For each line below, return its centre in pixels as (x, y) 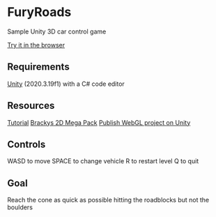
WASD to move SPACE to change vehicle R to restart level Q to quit (103, 161)
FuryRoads (39, 12)
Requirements (38, 67)
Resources (31, 106)
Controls (26, 144)
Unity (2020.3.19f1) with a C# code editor (66, 84)
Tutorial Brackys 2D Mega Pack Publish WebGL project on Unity (99, 122)
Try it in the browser (36, 45)
